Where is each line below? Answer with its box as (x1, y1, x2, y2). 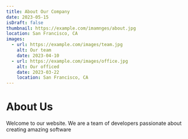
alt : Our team (17, 47, 51, 53)
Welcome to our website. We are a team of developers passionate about (6, 119, 182, 127)
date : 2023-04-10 (17, 53, 60, 59)
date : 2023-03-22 (17, 69, 60, 75)
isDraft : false (6, 20, 44, 25)
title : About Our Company (6, 8, 70, 15)
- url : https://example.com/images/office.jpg (11, 58, 128, 64)
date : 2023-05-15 (6, 14, 49, 20)
